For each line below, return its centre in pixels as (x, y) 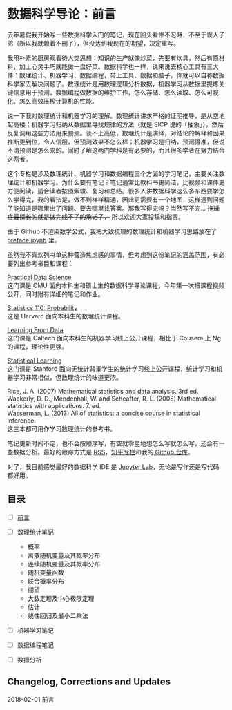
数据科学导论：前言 (62, 14)
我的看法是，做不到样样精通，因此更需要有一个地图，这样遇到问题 (131, 199)
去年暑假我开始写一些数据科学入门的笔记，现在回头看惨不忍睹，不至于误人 (113, 35)
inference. (22, 420)
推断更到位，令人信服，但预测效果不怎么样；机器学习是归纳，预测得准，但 (113, 142)
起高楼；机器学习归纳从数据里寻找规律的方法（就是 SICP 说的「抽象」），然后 (116, 124)
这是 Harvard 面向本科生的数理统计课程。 (66, 316)
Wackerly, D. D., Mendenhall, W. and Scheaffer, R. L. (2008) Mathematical (112, 399)
